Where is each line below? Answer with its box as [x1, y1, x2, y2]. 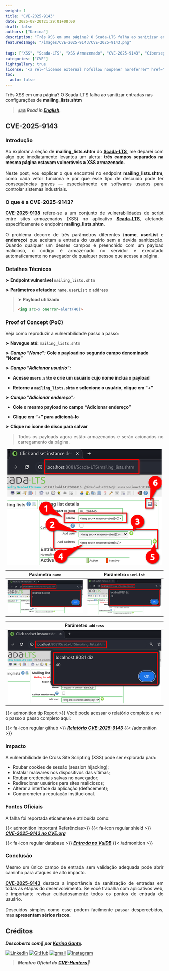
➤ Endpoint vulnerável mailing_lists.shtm [5, 277, 95, 283]
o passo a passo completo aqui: [5, 715, 71, 721]
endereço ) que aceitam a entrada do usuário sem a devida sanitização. [5, 237, 164, 243]
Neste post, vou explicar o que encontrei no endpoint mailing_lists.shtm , [5, 170, 164, 176]
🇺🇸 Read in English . [17, 107, 61, 113]
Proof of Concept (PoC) [5, 319, 64, 326]
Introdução [5, 137, 33, 144]
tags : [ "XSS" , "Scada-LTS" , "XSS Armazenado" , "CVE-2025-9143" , [5, 50, 143, 56]
